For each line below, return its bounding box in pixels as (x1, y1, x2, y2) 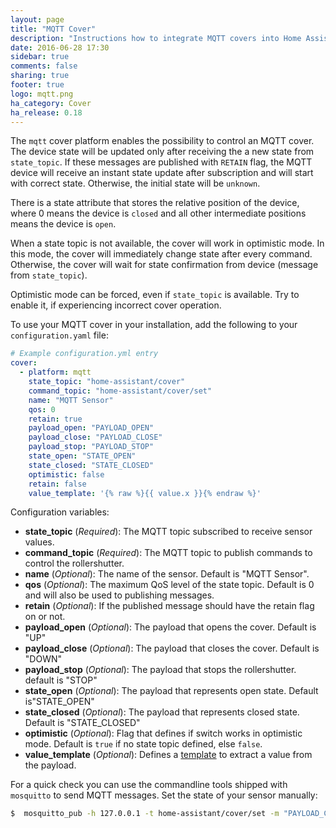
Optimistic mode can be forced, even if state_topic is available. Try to (10, 289, 300, 301)
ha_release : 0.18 (10, 107, 83, 118)
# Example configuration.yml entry (10, 349, 159, 359)
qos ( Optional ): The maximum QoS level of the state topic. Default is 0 (24, 579, 315, 591)
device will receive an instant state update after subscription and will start (10, 167, 314, 179)
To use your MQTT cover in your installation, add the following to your (10, 319, 298, 331)
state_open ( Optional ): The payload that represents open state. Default (24, 685, 319, 697)
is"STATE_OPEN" (24, 696, 95, 708)
